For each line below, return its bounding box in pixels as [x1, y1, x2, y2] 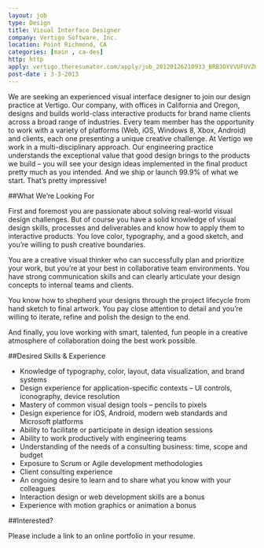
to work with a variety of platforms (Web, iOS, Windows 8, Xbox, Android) [8, 125, 247, 135]
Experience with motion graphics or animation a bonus [19, 500, 196, 509]
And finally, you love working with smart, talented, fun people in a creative [8, 327, 248, 337]
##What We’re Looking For [8, 191, 95, 200]
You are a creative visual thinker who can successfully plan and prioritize [8, 255, 244, 264]
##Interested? [8, 516, 53, 525]
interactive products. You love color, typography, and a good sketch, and [8, 231, 244, 240]
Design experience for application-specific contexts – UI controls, [19, 383, 233, 393]
